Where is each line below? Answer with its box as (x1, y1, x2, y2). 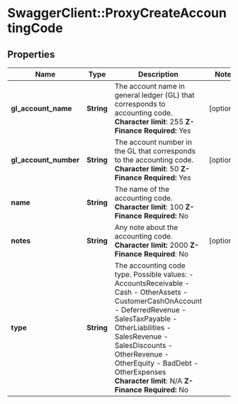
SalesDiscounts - (114, 341, 173, 350)
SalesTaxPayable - (114, 314, 178, 324)
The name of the (114, 185, 170, 194)
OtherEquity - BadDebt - (114, 359, 198, 368)
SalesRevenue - (114, 332, 169, 342)
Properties (7, 48, 55, 60)
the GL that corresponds (114, 146, 196, 155)
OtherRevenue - (114, 349, 169, 359)
